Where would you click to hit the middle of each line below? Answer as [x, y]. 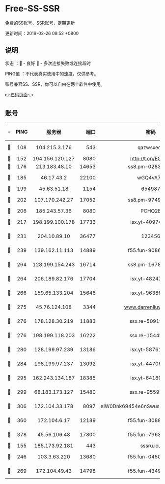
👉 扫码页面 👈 [19, 95]
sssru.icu [151, 446]
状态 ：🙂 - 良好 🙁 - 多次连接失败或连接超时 [48, 63]
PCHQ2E [151, 211]
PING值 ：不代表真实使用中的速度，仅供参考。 [52, 73]
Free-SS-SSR [32, 9]
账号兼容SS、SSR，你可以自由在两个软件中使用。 [55, 84]
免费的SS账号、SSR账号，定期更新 [40, 23]
